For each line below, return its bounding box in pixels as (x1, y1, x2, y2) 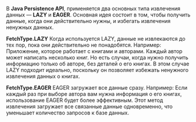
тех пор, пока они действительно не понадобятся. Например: (6, 41, 162, 48)
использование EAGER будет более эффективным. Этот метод (6, 97, 164, 104)
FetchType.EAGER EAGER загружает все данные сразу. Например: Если (6, 84, 188, 91)
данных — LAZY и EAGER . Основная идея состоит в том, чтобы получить (6, 11, 191, 18)
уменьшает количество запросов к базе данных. (6, 109, 129, 116)
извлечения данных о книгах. (6, 73, 81, 80)
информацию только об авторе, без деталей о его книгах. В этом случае (6, 60, 190, 67)
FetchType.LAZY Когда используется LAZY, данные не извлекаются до (6, 35, 185, 42)
